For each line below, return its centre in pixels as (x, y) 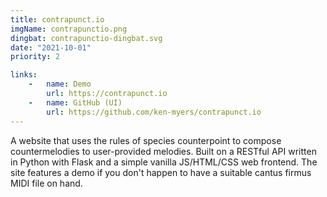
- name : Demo (60, 84)
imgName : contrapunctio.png (69, 29)
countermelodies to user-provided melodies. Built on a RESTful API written (163, 151)
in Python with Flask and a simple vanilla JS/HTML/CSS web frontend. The (164, 162)
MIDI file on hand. (46, 183)
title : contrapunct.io (57, 19)
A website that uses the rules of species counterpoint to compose (146, 140)
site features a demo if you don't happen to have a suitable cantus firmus (161, 172)
